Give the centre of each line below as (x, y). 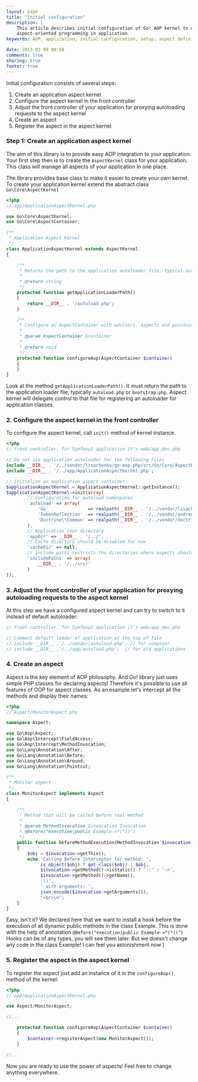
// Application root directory (66, 531)
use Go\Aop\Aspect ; (30, 734)
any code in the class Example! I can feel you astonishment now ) (85, 945)
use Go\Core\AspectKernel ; (39, 216)
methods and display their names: (47, 696)
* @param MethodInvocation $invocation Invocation (82, 826)
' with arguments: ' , (67, 887)
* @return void (38, 347)
